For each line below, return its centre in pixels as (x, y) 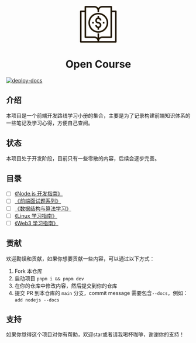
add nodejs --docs (37, 300)
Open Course (98, 64)
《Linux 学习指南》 (36, 215)
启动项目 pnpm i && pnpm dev (49, 278)
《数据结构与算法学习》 (43, 208)
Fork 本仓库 (28, 271)
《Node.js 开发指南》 (39, 194)
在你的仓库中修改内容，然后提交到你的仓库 (66, 286)
